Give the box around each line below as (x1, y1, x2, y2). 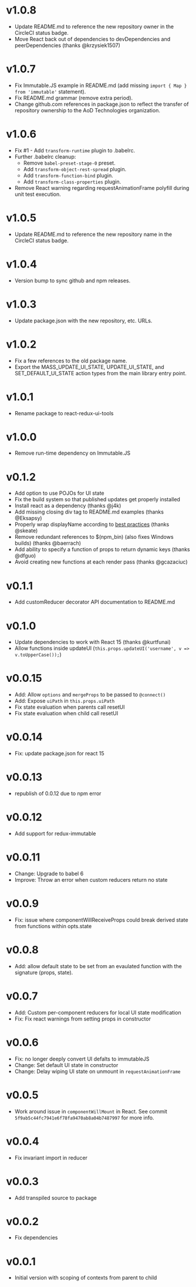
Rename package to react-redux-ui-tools (14, 409, 114, 416)
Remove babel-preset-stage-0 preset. (23, 159, 116, 166)
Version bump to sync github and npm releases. (14, 277, 131, 284)
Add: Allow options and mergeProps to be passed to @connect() (14, 691, 166, 698)
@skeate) (14, 527, 38, 534)
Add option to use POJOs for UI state (14, 489, 104, 497)
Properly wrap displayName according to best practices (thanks (14, 521, 170, 528)
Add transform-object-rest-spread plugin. (23, 165, 127, 172)
